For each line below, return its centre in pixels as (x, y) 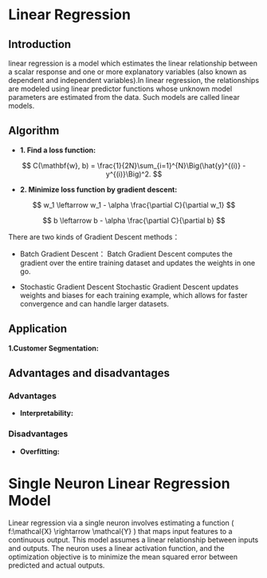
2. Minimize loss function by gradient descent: (98, 189)
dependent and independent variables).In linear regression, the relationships (134, 80)
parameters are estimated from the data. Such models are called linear (124, 97)
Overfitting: (39, 451)
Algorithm (34, 131)
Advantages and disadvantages (89, 373)
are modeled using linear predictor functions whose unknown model (120, 89)
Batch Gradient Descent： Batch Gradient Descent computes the (126, 254)
